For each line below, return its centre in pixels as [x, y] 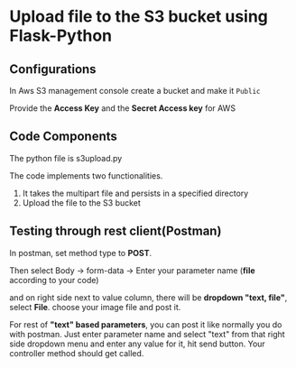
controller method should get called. [77, 353]
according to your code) [54, 280]
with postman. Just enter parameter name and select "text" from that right [148, 334]
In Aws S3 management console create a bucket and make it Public [135, 91]
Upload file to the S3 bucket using [139, 17]
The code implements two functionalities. [86, 175]
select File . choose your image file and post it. [95, 307]
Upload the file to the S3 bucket [82, 202]
